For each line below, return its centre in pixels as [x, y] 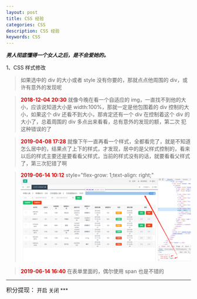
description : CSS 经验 [33, 31]
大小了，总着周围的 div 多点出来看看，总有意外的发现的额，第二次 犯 [103, 122]
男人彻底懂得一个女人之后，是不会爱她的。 [57, 55]
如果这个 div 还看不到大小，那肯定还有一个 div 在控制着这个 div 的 [110, 115]
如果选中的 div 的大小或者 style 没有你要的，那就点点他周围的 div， [101, 80]
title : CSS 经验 [25, 18]
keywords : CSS [23, 37]
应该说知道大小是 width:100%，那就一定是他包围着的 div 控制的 [108, 107]
